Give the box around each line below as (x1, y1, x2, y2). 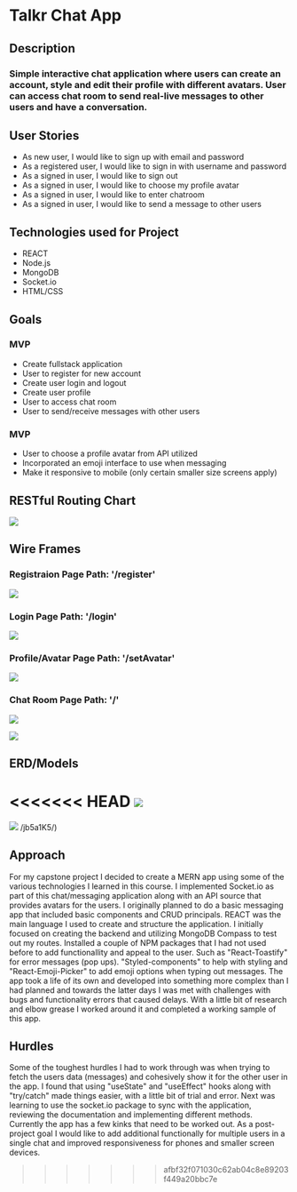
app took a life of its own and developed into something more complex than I (9, 975, 289, 986)
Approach (9, 848, 66, 863)
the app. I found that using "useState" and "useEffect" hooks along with (9, 1081, 271, 1092)
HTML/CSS (21, 286, 64, 297)
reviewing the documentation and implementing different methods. (9, 1109, 253, 1120)
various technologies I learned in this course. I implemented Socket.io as (9, 881, 275, 892)
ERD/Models (9, 756, 79, 771)
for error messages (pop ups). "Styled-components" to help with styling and (9, 956, 288, 967)
